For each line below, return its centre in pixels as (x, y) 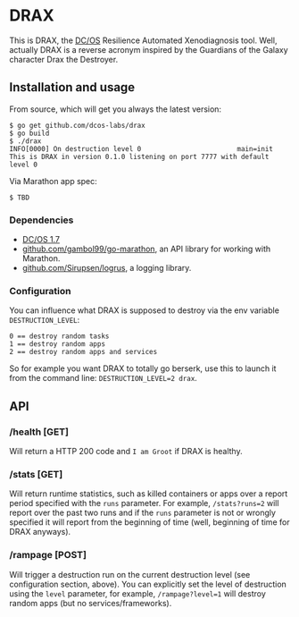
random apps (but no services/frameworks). (91, 603)
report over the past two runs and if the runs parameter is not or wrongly (143, 513)
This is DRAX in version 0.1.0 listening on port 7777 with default (139, 156)
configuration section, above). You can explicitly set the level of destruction (148, 584)
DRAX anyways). (40, 532)
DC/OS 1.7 (41, 240)
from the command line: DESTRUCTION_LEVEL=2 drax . (104, 378)
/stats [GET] (36, 474)
